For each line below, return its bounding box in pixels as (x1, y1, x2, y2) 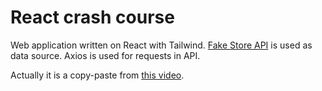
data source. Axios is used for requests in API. (10, 49, 201, 61)
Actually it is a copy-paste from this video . (10, 69, 185, 81)
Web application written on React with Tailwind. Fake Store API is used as (10, 39, 313, 51)
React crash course (10, 6, 175, 29)
